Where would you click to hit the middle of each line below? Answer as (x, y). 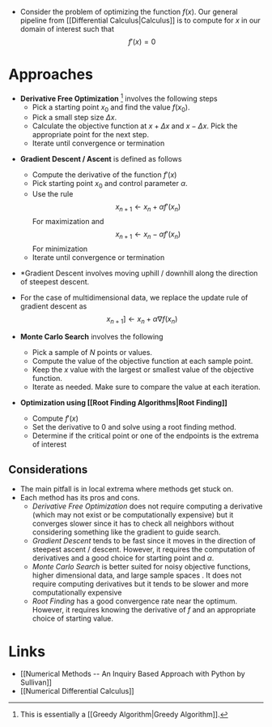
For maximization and (68, 221)
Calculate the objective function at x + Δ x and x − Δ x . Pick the (135, 126)
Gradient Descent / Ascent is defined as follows (101, 159)
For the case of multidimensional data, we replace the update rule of (134, 297)
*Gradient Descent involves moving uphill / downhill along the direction (139, 273)
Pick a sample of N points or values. (92, 352)
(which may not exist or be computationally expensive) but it (133, 515)
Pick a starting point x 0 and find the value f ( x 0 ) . (111, 108)
